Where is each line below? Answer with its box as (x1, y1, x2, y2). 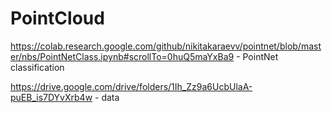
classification (10, 61, 65, 73)
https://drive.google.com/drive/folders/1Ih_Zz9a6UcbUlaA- (10, 80, 253, 92)
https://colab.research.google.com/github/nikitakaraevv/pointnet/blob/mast (10, 40, 322, 52)
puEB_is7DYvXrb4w (10, 91, 93, 103)
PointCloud (10, 7, 105, 30)
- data (94, 91, 120, 103)
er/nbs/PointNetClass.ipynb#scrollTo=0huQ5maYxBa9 (10, 50, 235, 62)
